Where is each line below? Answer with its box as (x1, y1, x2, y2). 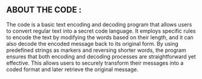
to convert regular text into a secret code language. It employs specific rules (6, 27, 196, 34)
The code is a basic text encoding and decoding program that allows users (6, 21, 192, 28)
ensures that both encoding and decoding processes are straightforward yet (6, 52, 196, 60)
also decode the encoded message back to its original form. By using (6, 40, 179, 47)
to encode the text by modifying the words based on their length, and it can (6, 33, 194, 41)
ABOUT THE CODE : (6, 5, 82, 15)
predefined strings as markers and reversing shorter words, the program (6, 46, 186, 54)
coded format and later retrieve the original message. (6, 66, 139, 73)
